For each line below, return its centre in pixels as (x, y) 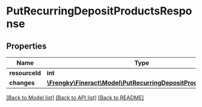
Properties (26, 46)
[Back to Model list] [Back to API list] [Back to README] (75, 98)
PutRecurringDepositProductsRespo (99, 11)
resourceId (25, 73)
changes (22, 83)
